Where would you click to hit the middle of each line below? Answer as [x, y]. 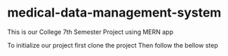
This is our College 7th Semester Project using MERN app [90, 32]
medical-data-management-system [114, 13]
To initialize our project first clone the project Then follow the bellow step [113, 45]
